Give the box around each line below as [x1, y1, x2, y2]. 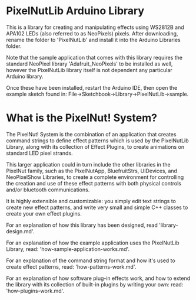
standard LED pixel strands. [6, 149, 73, 156]
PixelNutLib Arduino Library [6, 4, 145, 18]
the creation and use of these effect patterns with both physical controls [6, 180, 181, 187]
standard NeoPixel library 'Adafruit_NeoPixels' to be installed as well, [6, 60, 173, 67]
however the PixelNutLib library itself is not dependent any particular [6, 66, 172, 73]
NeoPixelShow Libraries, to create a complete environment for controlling [6, 173, 184, 181]
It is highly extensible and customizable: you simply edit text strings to [6, 197, 177, 204]
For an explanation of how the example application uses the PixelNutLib [6, 239, 180, 246]
